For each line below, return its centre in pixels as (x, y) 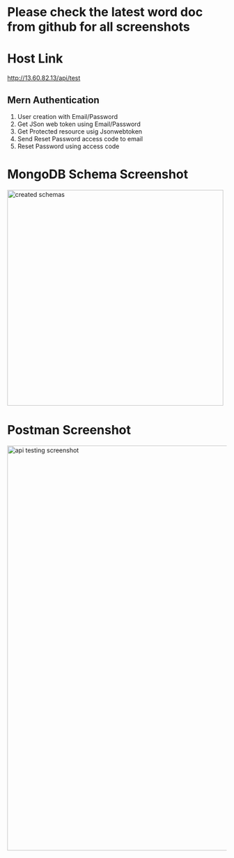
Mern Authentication (53, 100)
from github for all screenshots (99, 27)
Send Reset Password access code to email (80, 138)
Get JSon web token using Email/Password (79, 124)
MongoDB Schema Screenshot (98, 174)
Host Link (35, 59)
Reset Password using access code (68, 146)
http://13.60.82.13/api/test (44, 78)
